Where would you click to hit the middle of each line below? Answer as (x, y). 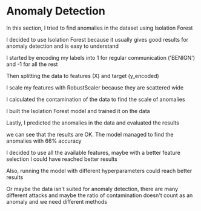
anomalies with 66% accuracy (44, 141)
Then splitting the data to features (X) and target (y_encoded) (83, 76)
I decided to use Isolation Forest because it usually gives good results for (97, 39)
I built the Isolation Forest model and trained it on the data (78, 111)
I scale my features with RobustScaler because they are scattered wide (95, 87)
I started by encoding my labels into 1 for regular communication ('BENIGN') (101, 57)
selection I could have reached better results (62, 159)
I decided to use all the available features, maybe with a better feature (93, 152)
